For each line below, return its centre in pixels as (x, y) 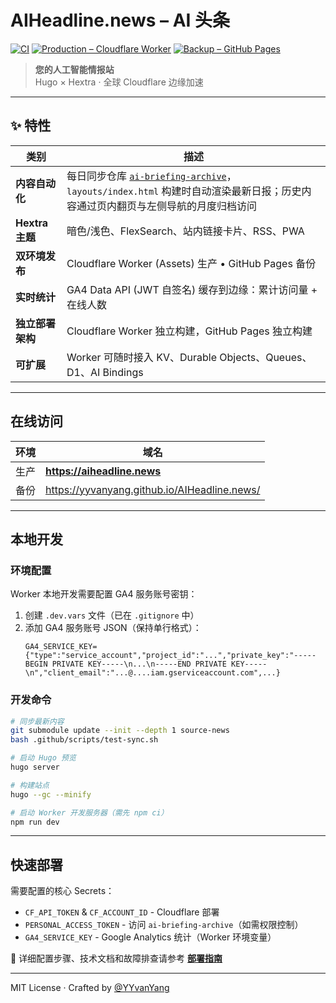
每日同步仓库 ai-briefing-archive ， (151, 176)
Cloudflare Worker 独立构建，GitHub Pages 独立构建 (189, 331)
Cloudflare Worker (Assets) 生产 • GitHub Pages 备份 (191, 263)
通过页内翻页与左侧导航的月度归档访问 (166, 206)
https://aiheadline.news (103, 471)
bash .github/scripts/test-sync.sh (84, 740)
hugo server (35, 767)
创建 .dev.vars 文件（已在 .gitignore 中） (112, 615)
